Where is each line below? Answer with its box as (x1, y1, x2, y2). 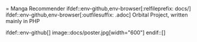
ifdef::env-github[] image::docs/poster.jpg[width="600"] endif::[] (5, 29, 166, 36)
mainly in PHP (5, 18, 40, 24)
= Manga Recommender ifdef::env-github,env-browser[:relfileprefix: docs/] (5, 5, 191, 12)
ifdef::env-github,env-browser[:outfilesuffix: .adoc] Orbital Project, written (5, 11, 188, 18)
